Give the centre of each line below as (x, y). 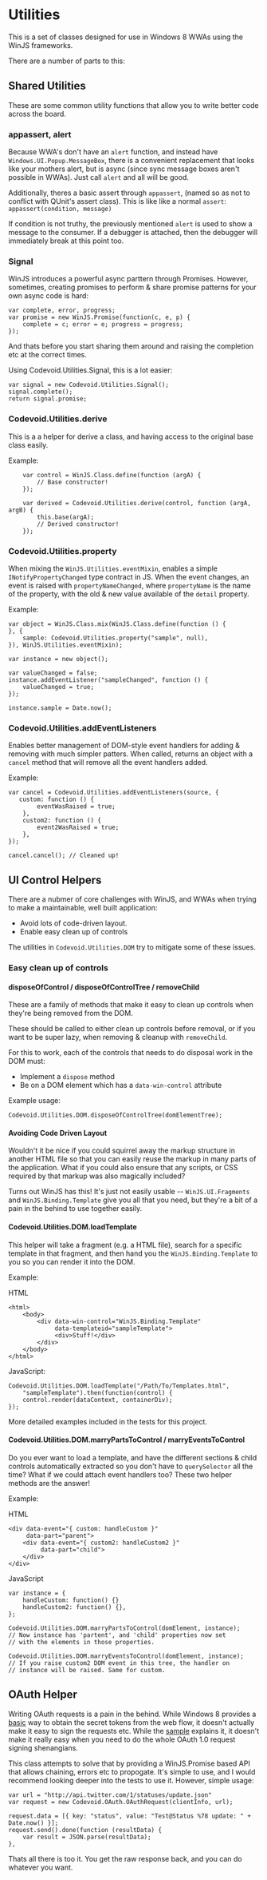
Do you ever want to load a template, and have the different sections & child (133, 1457)
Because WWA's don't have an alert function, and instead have (113, 152)
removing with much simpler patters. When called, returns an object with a (131, 754)
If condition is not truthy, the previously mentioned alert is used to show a (130, 224)
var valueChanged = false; (53, 673)
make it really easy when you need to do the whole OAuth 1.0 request (122, 1739)
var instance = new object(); (59, 659)
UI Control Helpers (55, 880)
